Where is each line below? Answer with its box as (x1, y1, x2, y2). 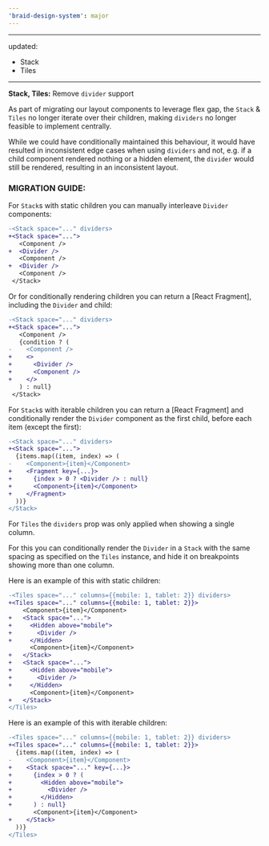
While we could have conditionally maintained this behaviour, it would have (8, 137, 255, 146)
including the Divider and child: (8, 300, 113, 309)
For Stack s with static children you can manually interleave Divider (8, 200, 229, 210)
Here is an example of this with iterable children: (8, 718, 168, 728)
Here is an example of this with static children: (8, 576, 161, 586)
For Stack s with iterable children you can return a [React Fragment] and (8, 405, 244, 415)
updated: (8, 41, 38, 51)
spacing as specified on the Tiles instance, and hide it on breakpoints (8, 552, 239, 562)
